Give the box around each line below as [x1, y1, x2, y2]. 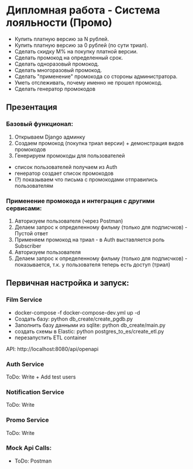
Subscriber [14, 242, 42, 249]
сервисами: [6, 204, 42, 212]
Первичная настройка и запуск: [6, 278, 130, 288]
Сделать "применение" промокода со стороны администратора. [14, 73, 178, 80]
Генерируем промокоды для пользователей [14, 152, 125, 159]
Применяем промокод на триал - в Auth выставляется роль [14, 236, 165, 243]
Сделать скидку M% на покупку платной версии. [14, 48, 138, 55]
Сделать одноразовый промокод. [14, 60, 99, 68]
